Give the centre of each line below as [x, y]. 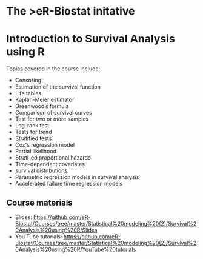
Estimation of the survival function [58, 87]
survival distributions [41, 170]
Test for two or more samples [52, 119]
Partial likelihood [35, 151]
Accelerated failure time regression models [69, 184]
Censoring [28, 81]
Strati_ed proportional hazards [53, 158]
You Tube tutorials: [38, 236]
